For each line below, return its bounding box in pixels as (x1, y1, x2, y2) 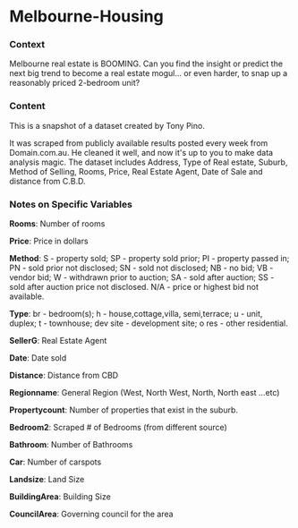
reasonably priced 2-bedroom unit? (9, 78, 140, 89)
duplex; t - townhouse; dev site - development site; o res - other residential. (9, 318, 288, 328)
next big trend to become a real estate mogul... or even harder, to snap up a (9, 68, 288, 79)
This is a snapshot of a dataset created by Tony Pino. (9, 120, 206, 131)
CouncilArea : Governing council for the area (9, 508, 174, 520)
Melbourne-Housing (9, 6, 164, 27)
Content (9, 100, 47, 113)
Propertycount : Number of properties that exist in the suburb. (9, 405, 239, 415)
